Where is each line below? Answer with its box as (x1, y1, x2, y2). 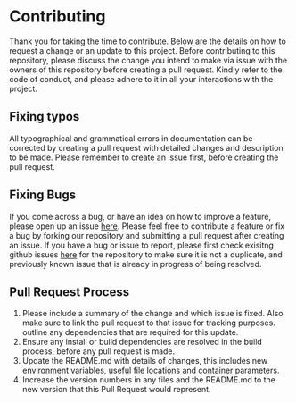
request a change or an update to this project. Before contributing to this (9, 45, 275, 55)
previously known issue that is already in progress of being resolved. (9, 258, 262, 269)
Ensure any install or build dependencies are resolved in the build (21, 337, 263, 348)
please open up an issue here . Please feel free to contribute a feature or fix (9, 221, 285, 231)
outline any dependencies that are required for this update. (21, 327, 239, 338)
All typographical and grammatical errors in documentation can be (9, 132, 253, 144)
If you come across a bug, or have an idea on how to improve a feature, (9, 211, 272, 222)
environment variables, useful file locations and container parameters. (21, 365, 280, 376)
